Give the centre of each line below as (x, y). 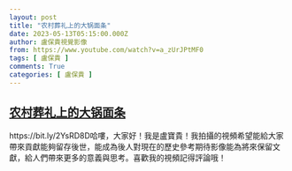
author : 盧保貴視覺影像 (48, 42)
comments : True (37, 67)
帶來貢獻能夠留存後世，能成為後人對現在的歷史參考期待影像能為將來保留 (141, 146)
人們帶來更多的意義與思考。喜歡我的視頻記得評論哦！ (129, 157)
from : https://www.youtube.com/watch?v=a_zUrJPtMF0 (106, 50)
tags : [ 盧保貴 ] (39, 58)
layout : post (33, 17)
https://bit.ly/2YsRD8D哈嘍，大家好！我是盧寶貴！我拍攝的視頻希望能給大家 (147, 135)
